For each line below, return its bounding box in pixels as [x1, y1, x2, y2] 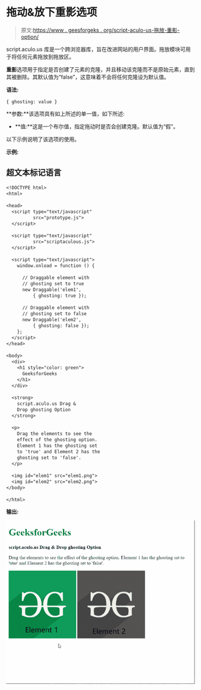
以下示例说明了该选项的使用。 [6, 136, 80, 143]
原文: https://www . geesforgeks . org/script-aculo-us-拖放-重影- [20, 26, 180, 34]
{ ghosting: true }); [32, 292, 87, 299]
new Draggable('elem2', [22, 316, 82, 323]
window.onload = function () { [17, 262, 95, 269]
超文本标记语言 [6, 167, 62, 178]
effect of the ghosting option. [17, 436, 98, 443]
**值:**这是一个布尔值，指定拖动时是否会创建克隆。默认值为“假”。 [14, 122, 179, 130]
